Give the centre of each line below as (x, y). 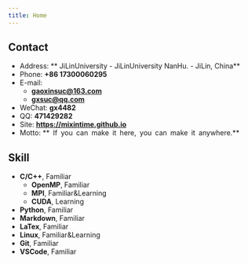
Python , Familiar (46, 210)
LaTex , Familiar (44, 227)
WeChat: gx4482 (47, 108)
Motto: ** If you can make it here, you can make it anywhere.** (129, 133)
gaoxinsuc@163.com (66, 91)
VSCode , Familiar (48, 251)
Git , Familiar (39, 244)
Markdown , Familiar (52, 218)
